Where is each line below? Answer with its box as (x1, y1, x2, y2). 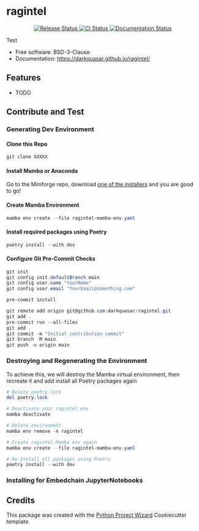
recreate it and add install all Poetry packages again (6, 377, 137, 384)
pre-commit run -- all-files (6, 319, 78, 326)
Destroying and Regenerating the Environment (6, 357, 148, 365)
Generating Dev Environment (6, 125, 95, 134)
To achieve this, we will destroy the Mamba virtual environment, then (6, 370, 180, 378)
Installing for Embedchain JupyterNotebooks (6, 476, 143, 485)
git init (6, 269, 29, 275)
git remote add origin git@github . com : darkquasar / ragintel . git (6, 308, 171, 314)
